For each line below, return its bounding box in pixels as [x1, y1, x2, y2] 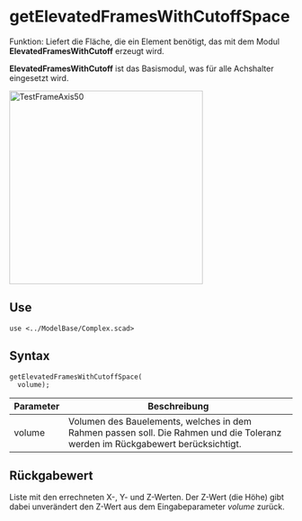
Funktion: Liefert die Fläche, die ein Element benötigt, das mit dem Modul [9, 36, 280, 47]
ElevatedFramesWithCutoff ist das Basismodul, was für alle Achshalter [9, 63, 274, 74]
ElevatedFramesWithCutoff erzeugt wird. [9, 45, 164, 56]
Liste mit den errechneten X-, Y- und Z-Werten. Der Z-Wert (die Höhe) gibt [9, 492, 285, 503]
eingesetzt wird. [9, 72, 69, 83]
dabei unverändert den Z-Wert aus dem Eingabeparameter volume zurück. [9, 501, 285, 512]
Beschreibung [147, 400, 209, 412]
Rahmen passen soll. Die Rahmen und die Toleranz [67, 426, 282, 438]
